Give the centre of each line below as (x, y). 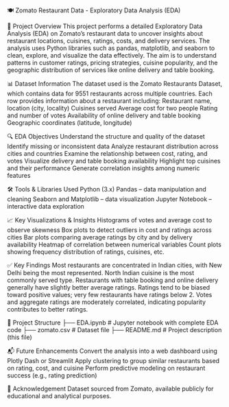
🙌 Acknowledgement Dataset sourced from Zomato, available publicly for (110, 388)
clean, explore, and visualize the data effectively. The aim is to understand (112, 55)
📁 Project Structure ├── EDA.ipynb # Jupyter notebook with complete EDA (113, 323)
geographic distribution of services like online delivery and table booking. (111, 70)
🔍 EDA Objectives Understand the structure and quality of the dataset (106, 136)
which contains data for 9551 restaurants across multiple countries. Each (110, 93)
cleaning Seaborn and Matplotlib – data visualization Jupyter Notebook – (110, 199)
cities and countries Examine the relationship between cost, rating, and (107, 153)
